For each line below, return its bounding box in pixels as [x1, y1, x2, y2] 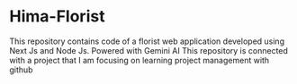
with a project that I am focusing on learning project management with [9, 55, 270, 65]
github [9, 64, 33, 75]
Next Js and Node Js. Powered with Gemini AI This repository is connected [9, 45, 288, 55]
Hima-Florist [9, 6, 105, 27]
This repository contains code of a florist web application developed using [9, 36, 285, 46]
